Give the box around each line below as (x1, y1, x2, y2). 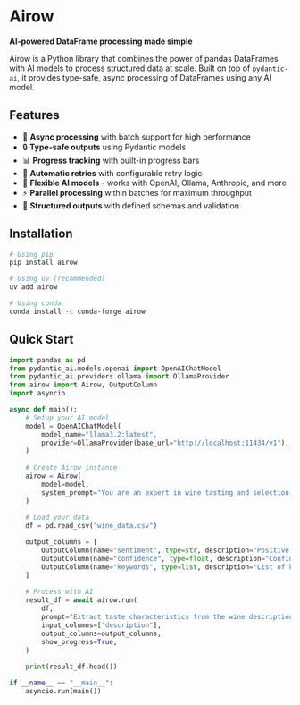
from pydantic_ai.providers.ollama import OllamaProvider (9, 372, 229, 381)
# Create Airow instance (25, 463, 118, 472)
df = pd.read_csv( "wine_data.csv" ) (25, 522, 158, 531)
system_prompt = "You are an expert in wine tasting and (41, 488, 250, 497)
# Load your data (25, 513, 90, 522)
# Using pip (9, 250, 54, 259)
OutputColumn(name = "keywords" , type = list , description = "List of (41, 562, 286, 572)
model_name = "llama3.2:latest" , (41, 429, 158, 439)
